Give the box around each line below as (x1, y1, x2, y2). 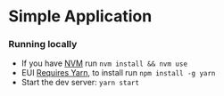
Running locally (8, 38, 78, 51)
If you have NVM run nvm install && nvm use (21, 58, 188, 68)
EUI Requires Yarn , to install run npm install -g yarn (21, 68, 216, 78)
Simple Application (8, 6, 153, 27)
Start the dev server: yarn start (21, 77, 140, 88)
